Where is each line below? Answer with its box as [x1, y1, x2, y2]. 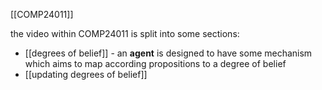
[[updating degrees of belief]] [24, 69, 148, 80]
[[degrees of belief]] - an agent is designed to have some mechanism [24, 47, 313, 59]
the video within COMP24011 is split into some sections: [10, 28, 240, 39]
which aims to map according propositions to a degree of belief [24, 58, 287, 69]
